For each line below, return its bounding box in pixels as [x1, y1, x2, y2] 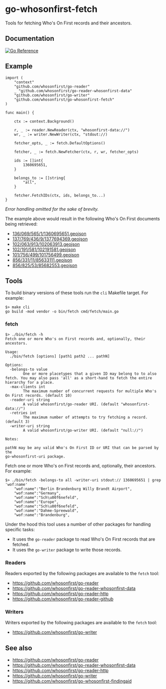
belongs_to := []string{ [14, 175, 66, 180]
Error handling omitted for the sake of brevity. [5, 206, 99, 212]
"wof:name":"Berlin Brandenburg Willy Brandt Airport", [14, 486, 133, 491]
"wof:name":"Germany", [14, 490, 61, 496]
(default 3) [5, 419, 30, 424]
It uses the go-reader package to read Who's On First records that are [12, 536, 156, 542]
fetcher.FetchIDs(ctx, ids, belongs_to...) [14, 193, 106, 198]
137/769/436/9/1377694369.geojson [12, 235, 88, 242]
